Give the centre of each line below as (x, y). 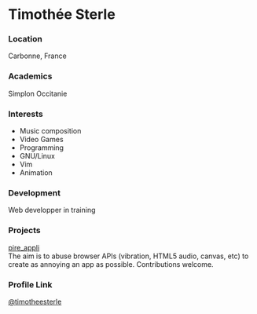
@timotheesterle (35, 301)
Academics (30, 76)
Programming (42, 148)
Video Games (42, 140)
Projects (24, 231)
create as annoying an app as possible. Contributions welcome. (111, 264)
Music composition (50, 131)
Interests (26, 114)
